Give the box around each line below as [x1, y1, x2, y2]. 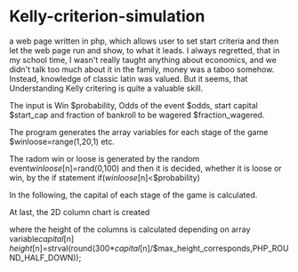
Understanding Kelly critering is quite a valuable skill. [9, 83, 204, 93]
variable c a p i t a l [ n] [9, 233, 75, 244]
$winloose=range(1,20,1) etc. [9, 136, 116, 147]
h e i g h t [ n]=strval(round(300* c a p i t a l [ [9, 243, 143, 253]
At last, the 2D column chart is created [9, 206, 150, 217]
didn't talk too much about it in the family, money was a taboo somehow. [9, 64, 275, 75]
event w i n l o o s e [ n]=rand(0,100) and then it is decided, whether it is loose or [9, 163, 282, 173]
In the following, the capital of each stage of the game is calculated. [9, 189, 258, 200]
